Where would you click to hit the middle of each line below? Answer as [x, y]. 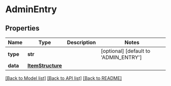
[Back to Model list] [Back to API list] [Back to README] [64, 78]
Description [81, 42]
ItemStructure [45, 66]
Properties [22, 28]
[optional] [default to [126, 51]
